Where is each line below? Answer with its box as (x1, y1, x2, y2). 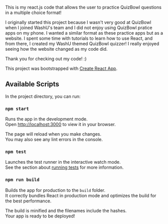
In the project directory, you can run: (5, 93, 81, 99)
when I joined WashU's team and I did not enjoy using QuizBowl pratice (5, 25, 152, 31)
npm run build (5, 177, 40, 183)
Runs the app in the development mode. (5, 116, 88, 122)
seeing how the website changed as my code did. (5, 46, 108, 52)
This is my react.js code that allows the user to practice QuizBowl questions (5, 5, 162, 10)
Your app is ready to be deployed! (5, 213, 75, 219)
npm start (5, 105, 29, 111)
